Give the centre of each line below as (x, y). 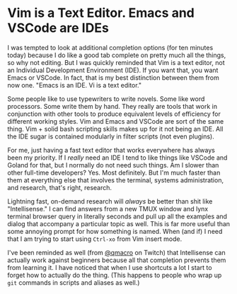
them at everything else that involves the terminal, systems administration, (116, 180)
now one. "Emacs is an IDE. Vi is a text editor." (75, 85)
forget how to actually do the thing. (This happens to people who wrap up (115, 275)
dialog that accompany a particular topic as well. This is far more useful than (119, 223)
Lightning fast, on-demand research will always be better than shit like (110, 201)
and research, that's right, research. (59, 187)
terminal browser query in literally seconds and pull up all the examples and (117, 216)
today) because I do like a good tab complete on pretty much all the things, (117, 55)
